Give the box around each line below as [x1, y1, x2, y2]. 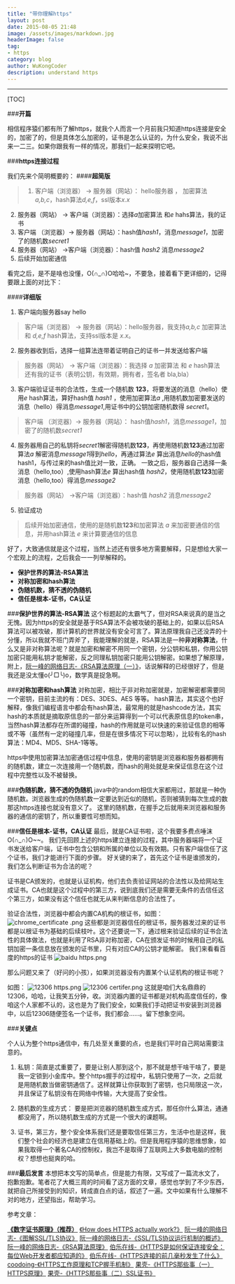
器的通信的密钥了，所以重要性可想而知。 [7, 812, 124, 820]
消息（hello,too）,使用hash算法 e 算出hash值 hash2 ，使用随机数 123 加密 [17, 467, 225, 476]
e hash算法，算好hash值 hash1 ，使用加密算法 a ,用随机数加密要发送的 [23, 394, 225, 402]
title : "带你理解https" [7, 10, 72, 18]
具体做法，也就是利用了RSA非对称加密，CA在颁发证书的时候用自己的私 [19, 935, 225, 944]
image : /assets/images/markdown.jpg [7, 29, 114, 37]
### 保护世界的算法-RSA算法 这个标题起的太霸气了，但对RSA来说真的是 [7, 609, 214, 617]
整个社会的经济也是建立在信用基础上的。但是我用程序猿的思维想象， [23, 1136, 220, 1144]
